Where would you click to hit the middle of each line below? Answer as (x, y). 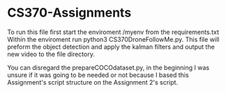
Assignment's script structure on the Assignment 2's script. (93, 82)
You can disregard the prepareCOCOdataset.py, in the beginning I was (108, 67)
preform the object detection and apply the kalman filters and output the (111, 46)
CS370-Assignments (69, 13)
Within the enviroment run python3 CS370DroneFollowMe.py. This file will (113, 39)
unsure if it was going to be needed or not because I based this (98, 75)
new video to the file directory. (51, 54)
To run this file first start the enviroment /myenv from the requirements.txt (113, 32)
